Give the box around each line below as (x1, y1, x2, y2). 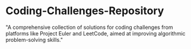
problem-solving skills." (5, 36, 63, 43)
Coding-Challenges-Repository (5, 4, 164, 18)
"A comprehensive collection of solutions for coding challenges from (5, 24, 173, 31)
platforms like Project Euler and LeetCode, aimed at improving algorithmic (5, 30, 186, 37)
